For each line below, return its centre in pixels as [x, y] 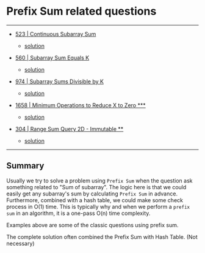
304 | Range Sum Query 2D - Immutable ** [69, 129]
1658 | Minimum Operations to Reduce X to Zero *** [80, 105]
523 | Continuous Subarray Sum [56, 34]
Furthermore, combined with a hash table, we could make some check [95, 200]
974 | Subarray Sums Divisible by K [59, 81]
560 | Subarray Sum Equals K [52, 58]
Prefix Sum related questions [81, 11]
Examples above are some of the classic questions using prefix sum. [92, 225]
